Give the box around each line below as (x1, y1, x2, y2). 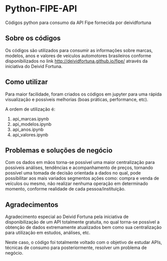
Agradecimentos (5, 200, 58, 209)
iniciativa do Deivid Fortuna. (5, 63, 62, 69)
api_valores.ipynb (12, 131, 48, 137)
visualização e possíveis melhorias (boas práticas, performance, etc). (5, 96, 148, 102)
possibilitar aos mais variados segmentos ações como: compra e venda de (5, 175, 159, 181)
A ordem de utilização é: (5, 106, 55, 112)
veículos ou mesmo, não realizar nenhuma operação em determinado (5, 180, 148, 186)
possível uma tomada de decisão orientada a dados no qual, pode (5, 170, 141, 176)
